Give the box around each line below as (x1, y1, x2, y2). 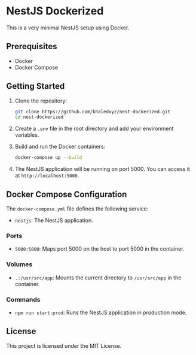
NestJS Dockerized (6, 4, 104, 18)
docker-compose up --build (14, 155, 82, 161)
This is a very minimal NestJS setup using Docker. (6, 24, 130, 31)
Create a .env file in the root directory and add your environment (14, 125, 174, 133)
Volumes (6, 260, 33, 269)
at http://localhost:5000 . (14, 172, 79, 179)
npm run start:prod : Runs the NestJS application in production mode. (14, 309, 187, 316)
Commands (6, 295, 41, 303)
